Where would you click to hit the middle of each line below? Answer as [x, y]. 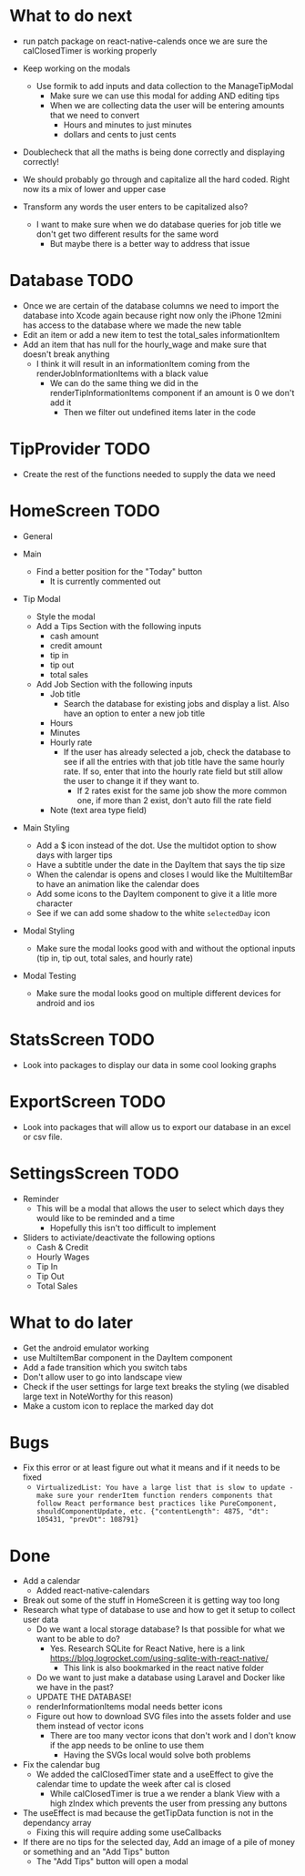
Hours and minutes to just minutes [128, 125]
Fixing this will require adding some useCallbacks [129, 1832]
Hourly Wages [63, 1257]
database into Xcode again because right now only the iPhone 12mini [152, 315]
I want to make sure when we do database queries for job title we [159, 224]
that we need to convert [95, 115]
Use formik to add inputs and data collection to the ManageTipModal [165, 86]
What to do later [71, 1322]
